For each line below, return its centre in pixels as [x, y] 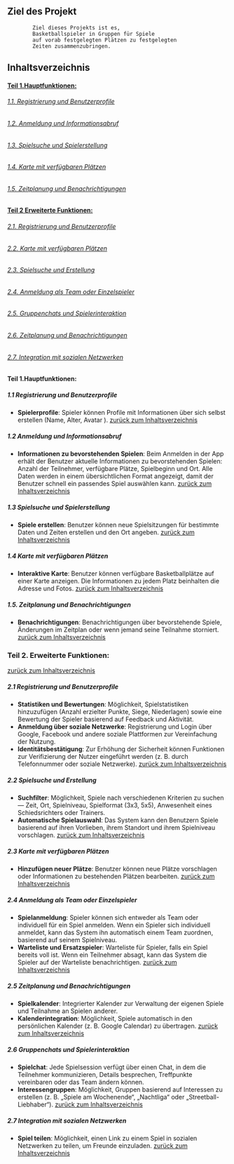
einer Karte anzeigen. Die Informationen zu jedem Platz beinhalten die [118, 581]
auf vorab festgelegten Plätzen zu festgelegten [105, 40]
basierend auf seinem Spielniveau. [67, 940]
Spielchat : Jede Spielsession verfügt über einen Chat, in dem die [112, 1067]
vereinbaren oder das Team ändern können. [81, 1082]
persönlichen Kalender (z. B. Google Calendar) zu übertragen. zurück [118, 1026]
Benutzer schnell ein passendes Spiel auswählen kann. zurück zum [115, 484]
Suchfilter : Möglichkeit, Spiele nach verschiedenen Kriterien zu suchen [121, 798]
